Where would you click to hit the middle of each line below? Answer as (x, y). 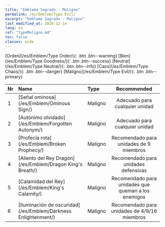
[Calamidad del (36, 181)
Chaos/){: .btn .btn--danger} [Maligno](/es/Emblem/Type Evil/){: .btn (74, 71)
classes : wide (20, 42)
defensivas (134, 170)
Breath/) (28, 170)
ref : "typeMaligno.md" (28, 32)
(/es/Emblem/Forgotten (45, 124)
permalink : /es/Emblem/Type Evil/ (41, 14)
